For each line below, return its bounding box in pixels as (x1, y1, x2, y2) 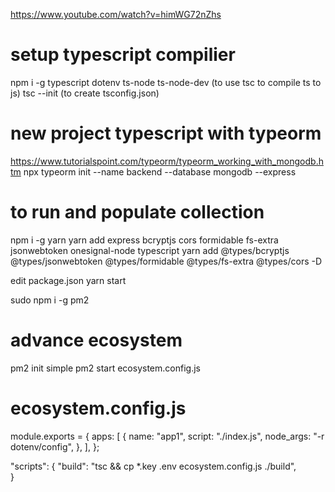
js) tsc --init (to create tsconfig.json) (10, 87, 160, 99)
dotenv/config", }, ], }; (10, 440, 100, 453)
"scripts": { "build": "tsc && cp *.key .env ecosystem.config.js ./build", (10, 460, 297, 472)
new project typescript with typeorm (10, 122, 322, 145)
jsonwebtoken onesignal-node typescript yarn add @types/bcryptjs (10, 244, 290, 256)
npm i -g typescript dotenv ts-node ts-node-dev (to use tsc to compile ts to (10, 76, 322, 88)
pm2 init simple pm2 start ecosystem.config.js (10, 362, 201, 374)
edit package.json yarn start (10, 274, 127, 286)
